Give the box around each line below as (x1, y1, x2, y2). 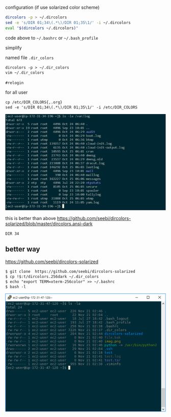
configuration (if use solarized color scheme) (5, 5, 100, 10)
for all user (5, 89, 28, 95)
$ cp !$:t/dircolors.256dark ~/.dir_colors (5, 274, 99, 279)
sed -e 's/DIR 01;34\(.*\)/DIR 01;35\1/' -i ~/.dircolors (5, 20, 131, 25)
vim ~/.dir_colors (5, 70, 44, 75)
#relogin (5, 80, 24, 86)
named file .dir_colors (5, 54, 54, 61)
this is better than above (5, 215, 56, 221)
